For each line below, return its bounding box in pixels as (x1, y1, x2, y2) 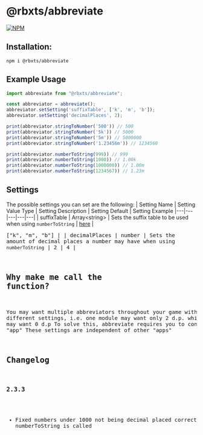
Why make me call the (6, 272, 102, 283)
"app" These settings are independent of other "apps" (6, 327, 172, 333)
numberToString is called (14, 422, 92, 429)
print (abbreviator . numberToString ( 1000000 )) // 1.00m (6, 162, 145, 169)
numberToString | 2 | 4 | (6, 244, 77, 250)
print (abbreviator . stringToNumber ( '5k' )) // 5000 (6, 129, 134, 135)
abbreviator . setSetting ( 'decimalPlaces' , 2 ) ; (6, 113, 123, 119)
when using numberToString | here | (6, 220, 94, 227)
